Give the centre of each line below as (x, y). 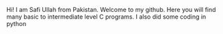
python (16, 24)
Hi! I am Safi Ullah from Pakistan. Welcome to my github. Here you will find (111, 10)
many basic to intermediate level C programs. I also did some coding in (106, 17)
